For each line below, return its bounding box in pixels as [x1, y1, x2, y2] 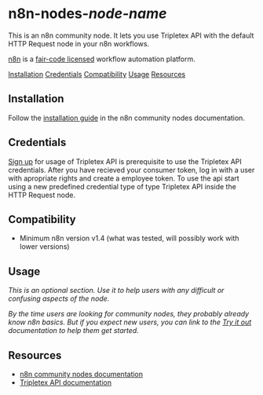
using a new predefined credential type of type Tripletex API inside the [8, 181, 237, 191]
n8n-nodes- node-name [8, 5, 167, 23]
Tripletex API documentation [19, 378, 112, 387]
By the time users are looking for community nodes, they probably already [8, 309, 250, 319]
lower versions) [19, 242, 70, 251]
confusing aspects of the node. [8, 294, 110, 303]
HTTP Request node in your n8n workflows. [8, 38, 150, 48]
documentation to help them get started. [8, 326, 139, 335]
